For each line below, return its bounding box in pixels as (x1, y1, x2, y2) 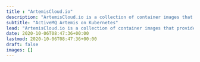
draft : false (6, 42, 39, 48)
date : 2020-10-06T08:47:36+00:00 (6, 31, 89, 37)
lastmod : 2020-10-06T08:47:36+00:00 (6, 36, 97, 42)
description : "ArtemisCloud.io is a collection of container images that (6, 14, 193, 20)
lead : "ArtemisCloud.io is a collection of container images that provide (6, 25, 196, 31)
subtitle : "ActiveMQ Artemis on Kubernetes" (6, 19, 118, 25)
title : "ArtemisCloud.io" (6, 8, 73, 15)
